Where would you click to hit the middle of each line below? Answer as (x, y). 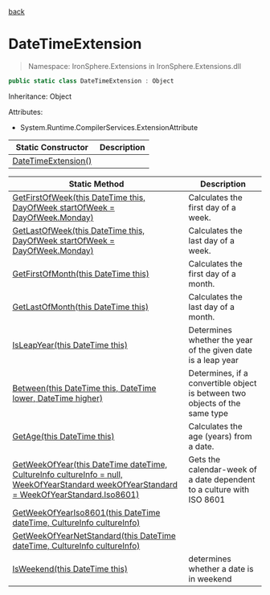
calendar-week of (223, 469)
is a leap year (214, 360)
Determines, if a (218, 373)
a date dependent (222, 479)
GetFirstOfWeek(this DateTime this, (79, 198)
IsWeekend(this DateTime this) (70, 569)
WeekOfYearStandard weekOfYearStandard (95, 484)
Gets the (205, 459)
